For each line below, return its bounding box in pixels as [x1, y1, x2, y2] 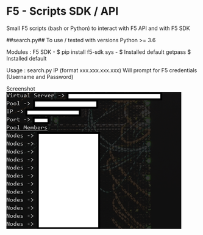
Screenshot [6, 84, 35, 92]
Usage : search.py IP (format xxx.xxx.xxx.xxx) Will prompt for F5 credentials [6, 66, 198, 74]
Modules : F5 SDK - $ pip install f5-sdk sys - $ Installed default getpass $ [6, 48, 191, 56]
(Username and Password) [6, 73, 74, 80]
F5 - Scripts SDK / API [6, 4, 119, 18]
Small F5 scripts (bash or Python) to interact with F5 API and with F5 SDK [6, 24, 190, 32]
